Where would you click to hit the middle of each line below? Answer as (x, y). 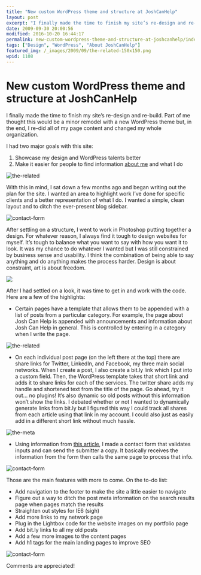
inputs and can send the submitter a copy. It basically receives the (96, 450)
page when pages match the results (59, 504)
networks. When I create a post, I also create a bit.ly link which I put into (103, 370)
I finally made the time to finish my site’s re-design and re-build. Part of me (98, 115)
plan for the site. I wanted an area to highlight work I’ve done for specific (96, 193)
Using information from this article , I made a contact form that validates (103, 444)
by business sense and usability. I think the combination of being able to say (100, 255)
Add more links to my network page (59, 517)
